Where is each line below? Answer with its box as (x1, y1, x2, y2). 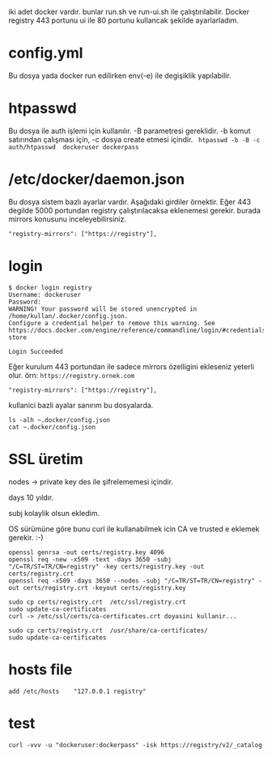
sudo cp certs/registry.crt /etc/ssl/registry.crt (8, 598, 186, 606)
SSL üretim (8, 449, 83, 468)
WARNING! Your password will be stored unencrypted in (8, 304, 198, 313)
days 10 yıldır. (8, 492, 54, 502)
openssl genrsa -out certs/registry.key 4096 (8, 548, 164, 557)
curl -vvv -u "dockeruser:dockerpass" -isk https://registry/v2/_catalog (8, 741, 263, 749)
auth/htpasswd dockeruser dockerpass (8, 143, 139, 151)
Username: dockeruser (8, 290, 82, 299)
